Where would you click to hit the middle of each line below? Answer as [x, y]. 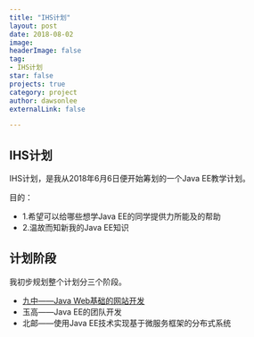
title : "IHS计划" [40, 17]
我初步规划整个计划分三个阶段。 [68, 282]
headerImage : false [45, 51]
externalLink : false [48, 109]
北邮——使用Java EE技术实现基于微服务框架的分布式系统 [127, 323]
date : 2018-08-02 [41, 34]
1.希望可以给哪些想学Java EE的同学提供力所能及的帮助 [121, 216]
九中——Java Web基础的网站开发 [83, 300]
